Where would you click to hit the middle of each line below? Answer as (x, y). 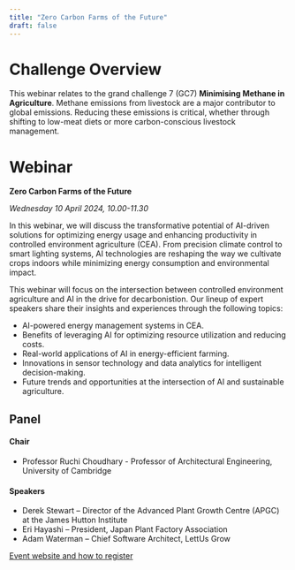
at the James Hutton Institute (75, 520)
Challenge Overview (85, 69)
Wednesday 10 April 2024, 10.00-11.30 (79, 209)
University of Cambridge (67, 470)
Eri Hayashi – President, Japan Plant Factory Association (125, 529)
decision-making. (53, 373)
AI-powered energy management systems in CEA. (113, 326)
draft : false (33, 26)
